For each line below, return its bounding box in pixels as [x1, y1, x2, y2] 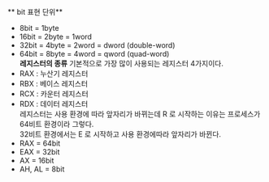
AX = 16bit [19, 156, 54, 165]
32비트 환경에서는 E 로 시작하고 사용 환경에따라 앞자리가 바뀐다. [19, 129, 221, 139]
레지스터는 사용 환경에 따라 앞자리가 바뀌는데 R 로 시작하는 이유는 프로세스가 [19, 109, 261, 119]
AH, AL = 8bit [19, 164, 65, 174]
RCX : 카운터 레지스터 [19, 89, 89, 99]
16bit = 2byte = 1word [19, 32, 93, 41]
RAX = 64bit [19, 138, 61, 148]
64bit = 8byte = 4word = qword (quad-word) [19, 49, 170, 58]
